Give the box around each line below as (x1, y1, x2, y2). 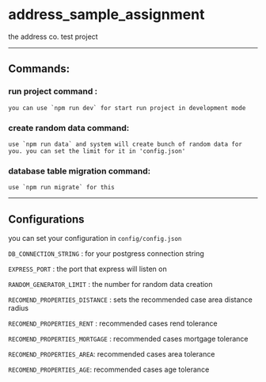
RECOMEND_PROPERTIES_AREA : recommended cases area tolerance (8, 350, 215, 359)
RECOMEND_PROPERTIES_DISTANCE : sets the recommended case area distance (8, 295, 253, 304)
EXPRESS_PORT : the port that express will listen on (8, 264, 168, 274)
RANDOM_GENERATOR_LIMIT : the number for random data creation (8, 280, 213, 289)
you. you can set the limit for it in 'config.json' (8, 147, 186, 155)
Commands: (8, 62, 70, 76)
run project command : (8, 86, 98, 97)
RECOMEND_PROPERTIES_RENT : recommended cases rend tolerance (8, 319, 218, 328)
